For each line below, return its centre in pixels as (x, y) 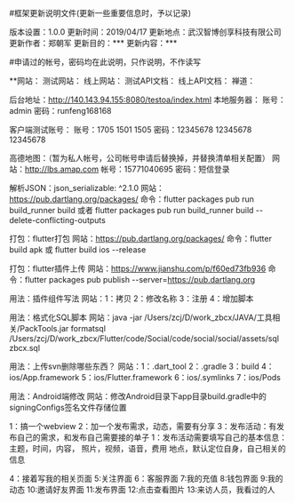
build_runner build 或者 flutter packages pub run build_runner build (132, 210)
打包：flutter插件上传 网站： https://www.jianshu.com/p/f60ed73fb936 (138, 268)
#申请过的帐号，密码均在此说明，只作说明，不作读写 (105, 62)
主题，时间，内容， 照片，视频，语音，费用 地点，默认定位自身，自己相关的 (147, 448)
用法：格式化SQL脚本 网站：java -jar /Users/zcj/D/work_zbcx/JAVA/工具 (141, 317)
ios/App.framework (44, 377)
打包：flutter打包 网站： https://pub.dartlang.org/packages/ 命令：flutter (141, 239)
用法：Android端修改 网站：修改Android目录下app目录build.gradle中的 (138, 396)
